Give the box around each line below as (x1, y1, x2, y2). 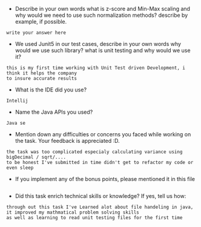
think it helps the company (6, 70, 77, 76)
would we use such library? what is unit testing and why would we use (15, 47, 191, 54)
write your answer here (6, 30, 67, 36)
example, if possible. (15, 18, 67, 25)
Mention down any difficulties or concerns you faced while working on (15, 131, 191, 138)
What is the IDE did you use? (15, 86, 87, 93)
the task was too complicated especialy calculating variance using (6, 149, 183, 155)
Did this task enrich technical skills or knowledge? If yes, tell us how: (15, 192, 186, 199)
